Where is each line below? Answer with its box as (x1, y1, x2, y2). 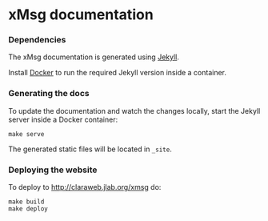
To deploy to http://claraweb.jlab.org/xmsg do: (8, 183, 162, 192)
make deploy (8, 205, 48, 213)
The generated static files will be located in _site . (8, 144, 172, 154)
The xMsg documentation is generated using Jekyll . (8, 52, 180, 62)
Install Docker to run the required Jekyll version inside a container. (8, 68, 226, 78)
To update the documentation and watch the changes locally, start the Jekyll (8, 106, 261, 115)
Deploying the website (8, 164, 98, 175)
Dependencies (8, 34, 66, 46)
